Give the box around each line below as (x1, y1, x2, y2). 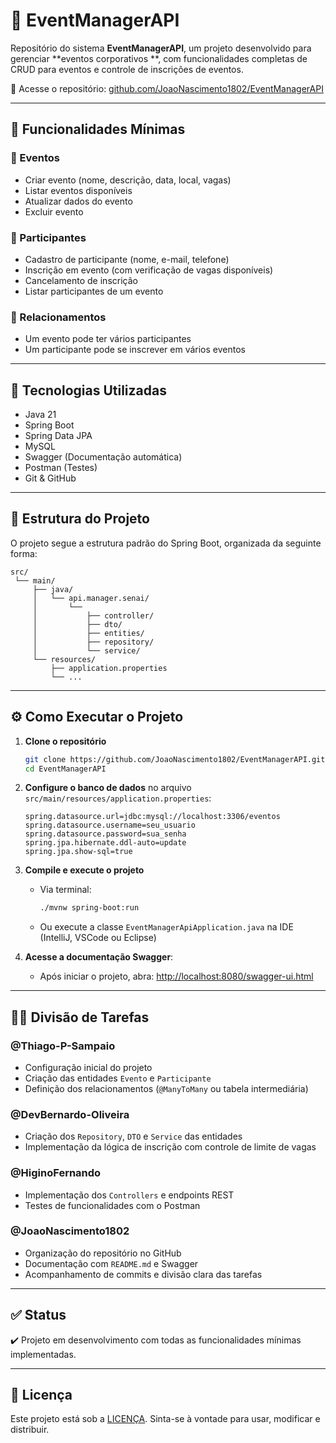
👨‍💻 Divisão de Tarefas (10, 1009, 150, 1026)
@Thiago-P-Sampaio (10, 1039, 116, 1053)
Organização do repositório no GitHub (24, 1247, 182, 1259)
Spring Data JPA (24, 430, 93, 442)
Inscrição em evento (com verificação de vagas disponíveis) (24, 264, 274, 276)
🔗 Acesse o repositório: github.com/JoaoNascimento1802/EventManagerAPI (10, 82, 324, 94)
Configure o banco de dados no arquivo (24, 782, 192, 794)
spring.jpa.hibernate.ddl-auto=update (24, 838, 187, 848)
